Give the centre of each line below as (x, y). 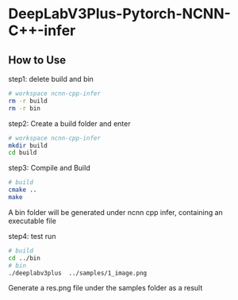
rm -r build (28, 101)
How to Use (37, 60)
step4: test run (32, 236)
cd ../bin (25, 258)
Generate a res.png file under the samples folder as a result (106, 288)
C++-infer (42, 31)
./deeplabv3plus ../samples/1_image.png (78, 273)
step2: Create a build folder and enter (69, 123)
